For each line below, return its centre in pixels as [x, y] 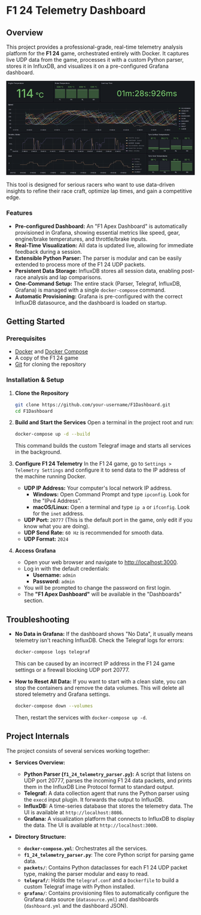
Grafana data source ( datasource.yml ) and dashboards [91, 899]
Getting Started [36, 322]
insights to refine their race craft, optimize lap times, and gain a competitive [99, 191]
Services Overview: [40, 762]
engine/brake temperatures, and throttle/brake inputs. [81, 239]
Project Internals [38, 736]
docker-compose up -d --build [53, 434]
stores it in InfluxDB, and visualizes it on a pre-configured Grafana [88, 66]
